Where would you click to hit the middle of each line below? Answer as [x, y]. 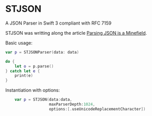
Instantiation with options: [33, 90]
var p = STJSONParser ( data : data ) [42, 52]
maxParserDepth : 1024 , [72, 105]
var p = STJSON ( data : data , [43, 100]
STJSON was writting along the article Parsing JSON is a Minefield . [76, 33]
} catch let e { [23, 71]
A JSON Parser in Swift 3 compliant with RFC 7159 [59, 23]
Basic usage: [19, 43]
